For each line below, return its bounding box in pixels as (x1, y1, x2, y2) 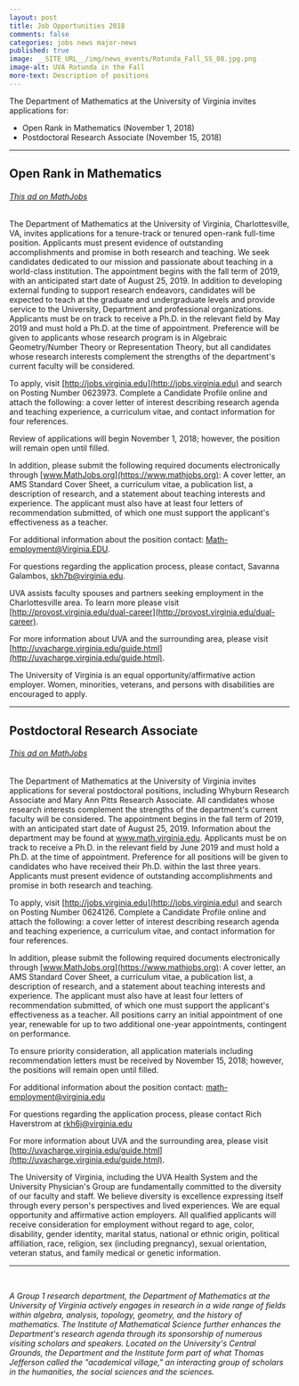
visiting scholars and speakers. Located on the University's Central (9, 1338, 256, 1349)
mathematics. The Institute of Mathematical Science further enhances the (9, 1318, 282, 1330)
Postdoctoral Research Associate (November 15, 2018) (21, 131, 222, 143)
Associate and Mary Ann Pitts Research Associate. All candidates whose (9, 794, 275, 805)
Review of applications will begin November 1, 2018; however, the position (9, 434, 280, 444)
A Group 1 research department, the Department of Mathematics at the (9, 1291, 271, 1301)
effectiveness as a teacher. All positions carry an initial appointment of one (9, 1009, 283, 1020)
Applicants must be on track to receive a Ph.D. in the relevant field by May (9, 313, 280, 324)
